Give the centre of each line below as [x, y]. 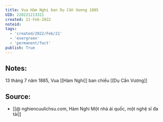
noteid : [13, 24]
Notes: [16, 68]
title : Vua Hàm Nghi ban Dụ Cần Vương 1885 [52, 10]
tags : [11, 29]
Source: [18, 96]
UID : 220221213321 [25, 15]
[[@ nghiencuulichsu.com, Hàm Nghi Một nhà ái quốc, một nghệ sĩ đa [85, 109]
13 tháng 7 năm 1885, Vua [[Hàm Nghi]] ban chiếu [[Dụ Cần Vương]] [76, 81]
